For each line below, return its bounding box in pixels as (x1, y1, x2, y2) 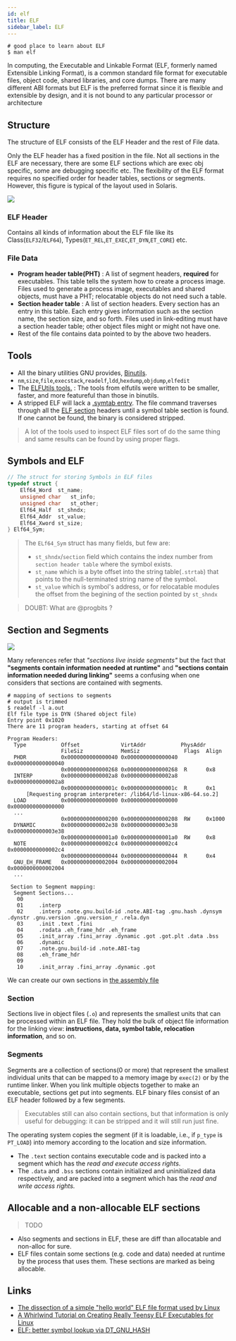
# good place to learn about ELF (7, 43, 106, 50)
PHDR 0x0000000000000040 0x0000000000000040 (13, 754, 178, 761)
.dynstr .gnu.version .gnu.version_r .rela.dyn (7, 914, 150, 921)
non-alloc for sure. (17, 1242, 72, 1250)
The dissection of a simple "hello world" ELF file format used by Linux (17, 1304, 221, 1312)
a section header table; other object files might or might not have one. (17, 322, 221, 330)
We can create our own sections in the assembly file (7, 976, 159, 984)
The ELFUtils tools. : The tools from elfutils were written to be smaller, (17, 384, 220, 392)
